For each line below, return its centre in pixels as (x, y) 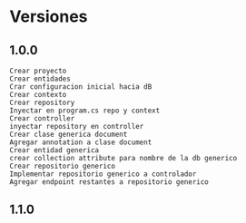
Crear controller (42, 119)
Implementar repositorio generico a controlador (103, 174)
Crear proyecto (38, 71)
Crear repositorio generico (63, 166)
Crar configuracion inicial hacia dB (81, 87)
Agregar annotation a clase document (81, 142)
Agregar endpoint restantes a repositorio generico (109, 182)
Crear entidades (40, 79)
